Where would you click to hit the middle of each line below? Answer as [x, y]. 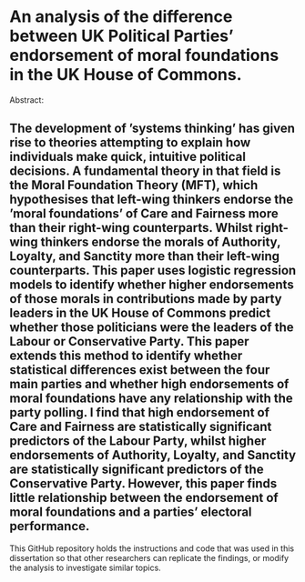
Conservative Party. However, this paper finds [143, 484]
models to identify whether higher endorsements [152, 285]
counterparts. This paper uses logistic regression [153, 271]
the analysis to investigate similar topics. [85, 567]
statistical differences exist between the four [140, 370]
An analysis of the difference [121, 17]
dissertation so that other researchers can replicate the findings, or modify [149, 557]
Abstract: [26, 100]
